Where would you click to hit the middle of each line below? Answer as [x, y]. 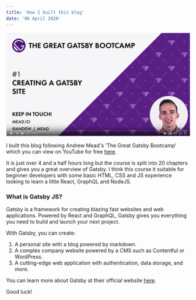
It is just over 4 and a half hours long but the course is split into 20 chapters [97, 163]
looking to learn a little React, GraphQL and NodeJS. [69, 182]
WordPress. [28, 257]
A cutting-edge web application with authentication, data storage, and [99, 263]
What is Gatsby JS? [34, 197]
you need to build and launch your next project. [63, 222]
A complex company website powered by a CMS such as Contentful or [99, 250]
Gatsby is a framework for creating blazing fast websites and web [85, 210]
